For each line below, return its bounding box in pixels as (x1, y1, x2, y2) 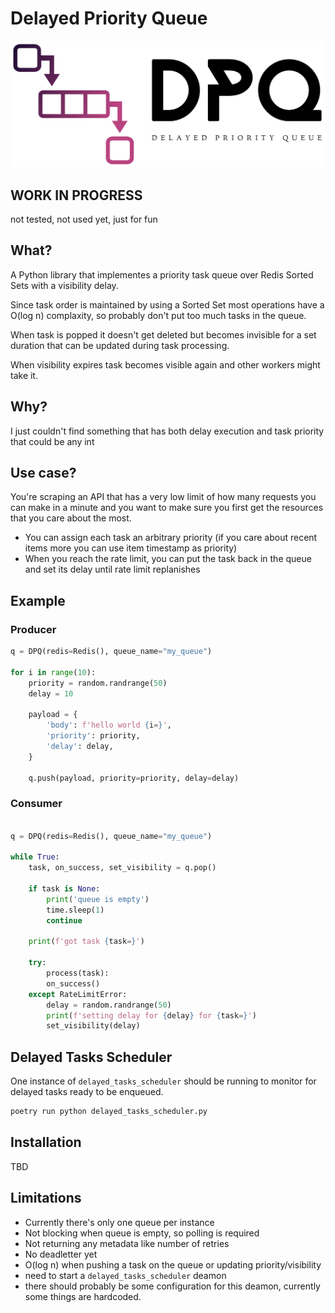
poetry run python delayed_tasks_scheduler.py (10, 1107, 208, 1117)
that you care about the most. (10, 512, 132, 524)
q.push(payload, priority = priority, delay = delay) (28, 773, 240, 783)
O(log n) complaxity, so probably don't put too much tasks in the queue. (10, 309, 307, 321)
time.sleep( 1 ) (46, 905, 105, 915)
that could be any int (10, 435, 95, 447)
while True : (10, 852, 60, 862)
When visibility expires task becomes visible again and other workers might (10, 358, 321, 371)
